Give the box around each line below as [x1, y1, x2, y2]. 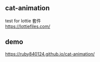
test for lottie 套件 [5, 17, 41, 24]
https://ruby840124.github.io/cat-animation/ [5, 51, 95, 57]
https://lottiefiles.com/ [5, 23, 50, 29]
